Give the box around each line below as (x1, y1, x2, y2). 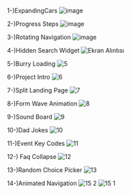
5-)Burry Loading (7, 60, 56, 68)
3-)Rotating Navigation (7, 33, 72, 41)
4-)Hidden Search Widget (7, 47, 80, 54)
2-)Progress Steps (7, 20, 59, 27)
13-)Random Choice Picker (7, 166, 83, 174)
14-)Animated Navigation (7, 179, 77, 187)
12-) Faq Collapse (7, 153, 57, 160)
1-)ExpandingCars (7, 7, 58, 14)
